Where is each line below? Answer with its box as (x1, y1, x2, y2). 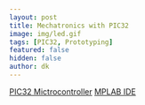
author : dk (9, 63, 50, 71)
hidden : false (9, 54, 62, 63)
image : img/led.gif (9, 29, 82, 38)
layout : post (9, 12, 58, 22)
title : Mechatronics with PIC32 (9, 21, 129, 30)
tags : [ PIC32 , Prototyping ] (9, 37, 114, 47)
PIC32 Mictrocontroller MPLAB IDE (9, 86, 136, 97)
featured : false (9, 46, 69, 55)
